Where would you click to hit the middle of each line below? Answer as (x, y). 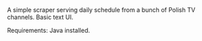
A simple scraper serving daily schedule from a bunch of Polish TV (101, 10)
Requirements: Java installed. (49, 30)
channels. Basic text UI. (40, 17)
